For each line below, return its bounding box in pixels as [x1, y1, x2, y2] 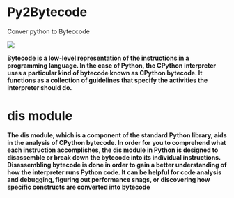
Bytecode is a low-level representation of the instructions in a [7, 54, 189, 62]
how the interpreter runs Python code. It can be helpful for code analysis [7, 168, 222, 176]
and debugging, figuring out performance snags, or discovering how [7, 175, 210, 183]
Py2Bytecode [7, 4, 88, 20]
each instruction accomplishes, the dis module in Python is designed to [7, 146, 219, 154]
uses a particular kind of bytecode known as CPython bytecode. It [7, 68, 203, 77]
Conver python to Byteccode [7, 27, 91, 36]
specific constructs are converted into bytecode [7, 183, 150, 191]
